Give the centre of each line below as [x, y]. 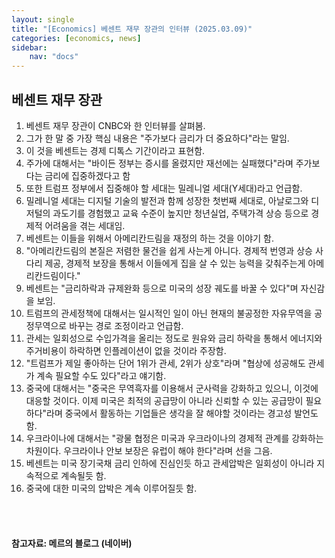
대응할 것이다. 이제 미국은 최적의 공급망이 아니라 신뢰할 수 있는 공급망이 [164, 400]
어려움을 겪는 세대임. [85, 225]
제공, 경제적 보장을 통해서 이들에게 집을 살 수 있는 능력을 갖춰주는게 [175, 263]
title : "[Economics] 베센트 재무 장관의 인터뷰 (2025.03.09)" [132, 29]
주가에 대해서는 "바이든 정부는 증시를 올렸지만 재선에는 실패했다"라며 [159, 163]
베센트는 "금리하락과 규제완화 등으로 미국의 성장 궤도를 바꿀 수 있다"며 [162, 288]
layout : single [43, 19]
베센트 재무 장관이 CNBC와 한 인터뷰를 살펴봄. [115, 125]
